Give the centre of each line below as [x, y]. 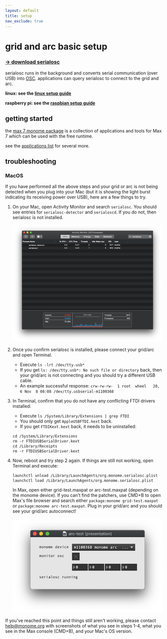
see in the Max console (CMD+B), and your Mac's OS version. [69, 631]
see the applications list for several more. [47, 145]
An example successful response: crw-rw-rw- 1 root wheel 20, [90, 385]
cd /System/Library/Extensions [45, 436]
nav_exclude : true [24, 21]
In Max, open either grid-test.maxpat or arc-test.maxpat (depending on [85, 489]
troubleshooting [31, 162]
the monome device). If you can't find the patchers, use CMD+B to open [86, 495]
